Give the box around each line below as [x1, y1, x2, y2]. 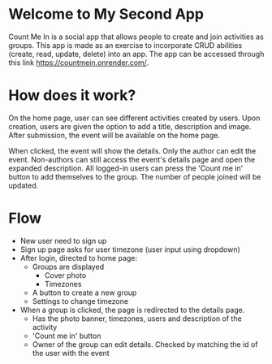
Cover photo [44, 270, 87, 280]
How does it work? [8, 86, 136, 105]
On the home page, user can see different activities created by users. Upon [8, 113, 261, 123]
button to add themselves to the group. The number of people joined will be [8, 171, 261, 181]
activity [32, 322, 58, 331]
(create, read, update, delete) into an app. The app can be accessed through [8, 49, 265, 58]
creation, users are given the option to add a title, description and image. [8, 121, 252, 131]
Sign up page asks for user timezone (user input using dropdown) [19, 245, 241, 254]
